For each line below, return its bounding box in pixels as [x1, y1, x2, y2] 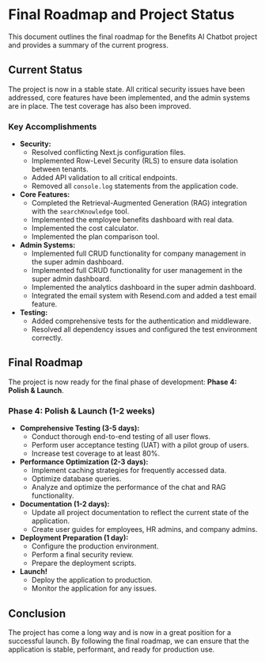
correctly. [31, 333, 63, 343]
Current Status [8, 64, 83, 77]
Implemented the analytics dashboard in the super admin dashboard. [31, 283, 257, 292]
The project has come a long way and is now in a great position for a [8, 627, 232, 637]
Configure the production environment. [31, 541, 159, 551]
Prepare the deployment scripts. [31, 558, 137, 568]
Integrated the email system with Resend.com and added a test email [31, 291, 257, 301]
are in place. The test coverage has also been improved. [8, 101, 191, 110]
